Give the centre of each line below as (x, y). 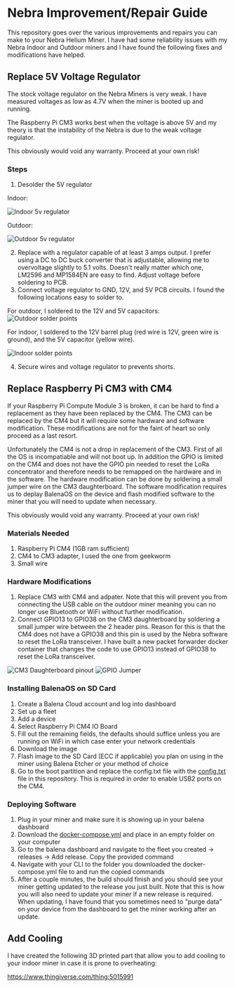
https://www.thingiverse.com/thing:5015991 (70, 976)
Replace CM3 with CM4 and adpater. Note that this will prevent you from (122, 597)
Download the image (47, 748)
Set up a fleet (37, 711)
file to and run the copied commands (112, 872)
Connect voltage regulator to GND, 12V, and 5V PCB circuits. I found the (121, 290)
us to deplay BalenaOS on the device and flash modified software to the (111, 494)
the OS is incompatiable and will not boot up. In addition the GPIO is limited (115, 456)
